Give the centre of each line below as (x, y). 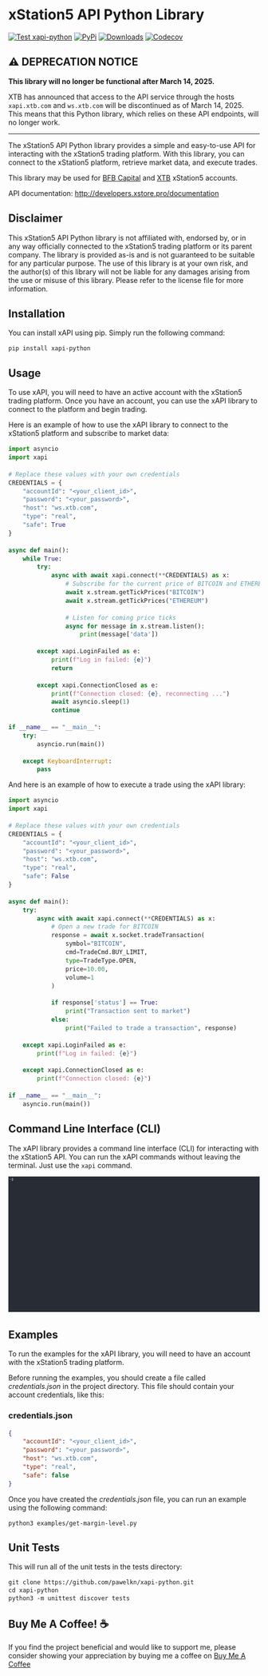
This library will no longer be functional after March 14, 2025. (112, 81)
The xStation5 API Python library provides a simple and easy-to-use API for (132, 145)
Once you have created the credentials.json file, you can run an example (128, 1499)
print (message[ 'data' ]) (119, 634)
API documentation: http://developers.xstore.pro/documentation (114, 193)
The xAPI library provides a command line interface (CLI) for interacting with (134, 1148)
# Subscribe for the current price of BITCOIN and (151, 584)
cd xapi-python (33, 1590)
